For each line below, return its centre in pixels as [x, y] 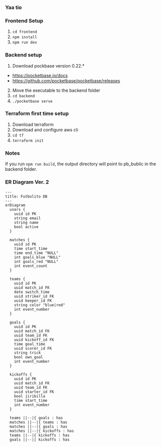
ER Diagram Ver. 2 [27, 182]
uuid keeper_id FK [33, 301]
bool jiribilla [30, 396]
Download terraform [33, 124]
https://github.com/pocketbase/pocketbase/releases [66, 80]
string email [27, 218]
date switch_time [32, 292]
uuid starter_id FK [34, 392]
